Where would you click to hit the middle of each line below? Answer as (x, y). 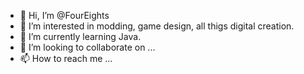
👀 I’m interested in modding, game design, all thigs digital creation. (157, 26)
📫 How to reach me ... (66, 58)
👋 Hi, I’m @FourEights (64, 15)
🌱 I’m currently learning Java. (80, 36)
